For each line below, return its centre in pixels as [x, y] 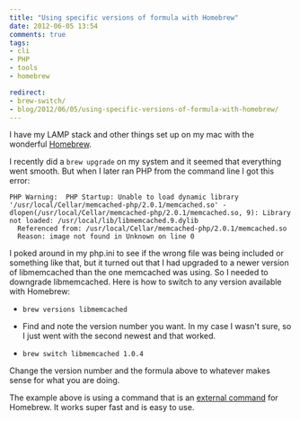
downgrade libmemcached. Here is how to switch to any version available [146, 282]
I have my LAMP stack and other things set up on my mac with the [132, 135]
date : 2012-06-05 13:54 [54, 26]
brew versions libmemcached [75, 310]
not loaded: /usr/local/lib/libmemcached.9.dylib [104, 221]
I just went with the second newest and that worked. [119, 336]
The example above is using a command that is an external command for [144, 398]
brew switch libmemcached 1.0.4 [83, 354]
